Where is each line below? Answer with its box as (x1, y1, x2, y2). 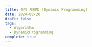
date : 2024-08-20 (5, 12, 41, 17)
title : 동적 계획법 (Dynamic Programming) (5, 7, 88, 12)
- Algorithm (9, 25, 34, 30)
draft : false (5, 16, 32, 21)
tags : (5, 21, 16, 26)
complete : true (5, 35, 36, 40)
